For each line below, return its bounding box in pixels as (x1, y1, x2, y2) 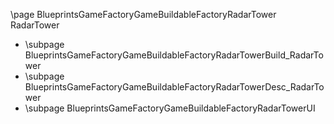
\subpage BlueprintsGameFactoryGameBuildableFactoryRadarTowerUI (24, 102, 316, 114)
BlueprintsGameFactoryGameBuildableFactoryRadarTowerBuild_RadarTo (24, 49, 324, 61)
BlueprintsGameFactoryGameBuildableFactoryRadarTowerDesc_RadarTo (24, 81, 325, 93)
